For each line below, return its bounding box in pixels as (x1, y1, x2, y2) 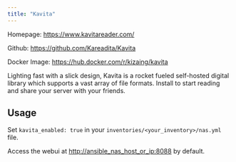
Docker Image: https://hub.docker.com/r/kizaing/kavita (7, 58, 169, 66)
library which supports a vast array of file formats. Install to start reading (7, 79, 220, 87)
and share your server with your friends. (7, 86, 126, 94)
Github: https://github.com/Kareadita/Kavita (7, 43, 136, 52)
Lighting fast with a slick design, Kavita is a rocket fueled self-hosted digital (7, 71, 230, 80)
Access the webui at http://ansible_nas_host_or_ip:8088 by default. (7, 147, 205, 156)
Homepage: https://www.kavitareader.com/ (7, 30, 135, 38)
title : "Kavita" (7, 10, 56, 18)
